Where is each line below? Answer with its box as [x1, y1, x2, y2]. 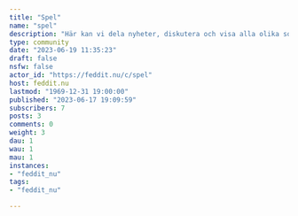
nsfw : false [9, 63, 53, 72]
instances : [9, 161, 50, 170]
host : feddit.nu [9, 79, 69, 88]
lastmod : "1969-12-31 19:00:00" [9, 87, 129, 96]
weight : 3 [9, 128, 46, 137]
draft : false [9, 54, 58, 63]
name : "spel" [9, 21, 58, 30]
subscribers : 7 [9, 104, 66, 112]
